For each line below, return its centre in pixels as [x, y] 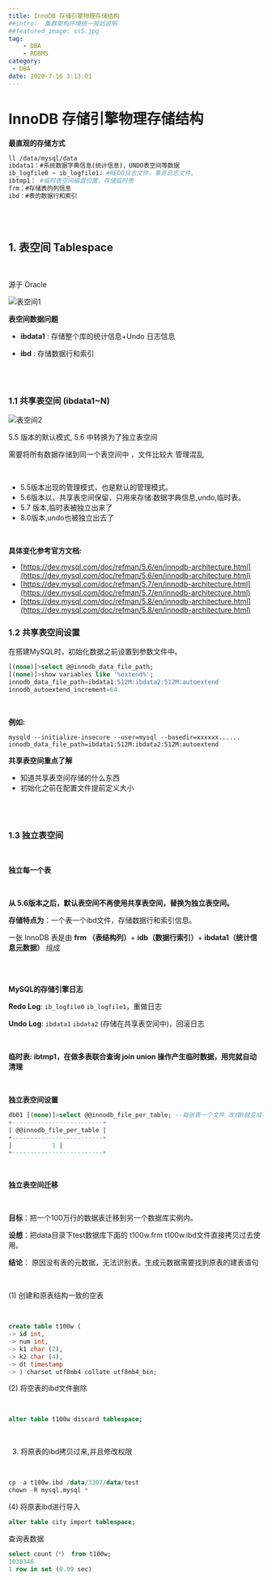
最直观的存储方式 [37, 143]
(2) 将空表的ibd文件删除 [48, 1389]
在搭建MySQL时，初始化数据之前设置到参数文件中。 [95, 652]
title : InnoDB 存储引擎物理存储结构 [64, 16]
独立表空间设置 [33, 1100]
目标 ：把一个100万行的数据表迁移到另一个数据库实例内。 [103, 1218]
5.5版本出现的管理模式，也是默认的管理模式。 [96, 487]
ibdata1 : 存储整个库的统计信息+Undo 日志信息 [98, 336]
